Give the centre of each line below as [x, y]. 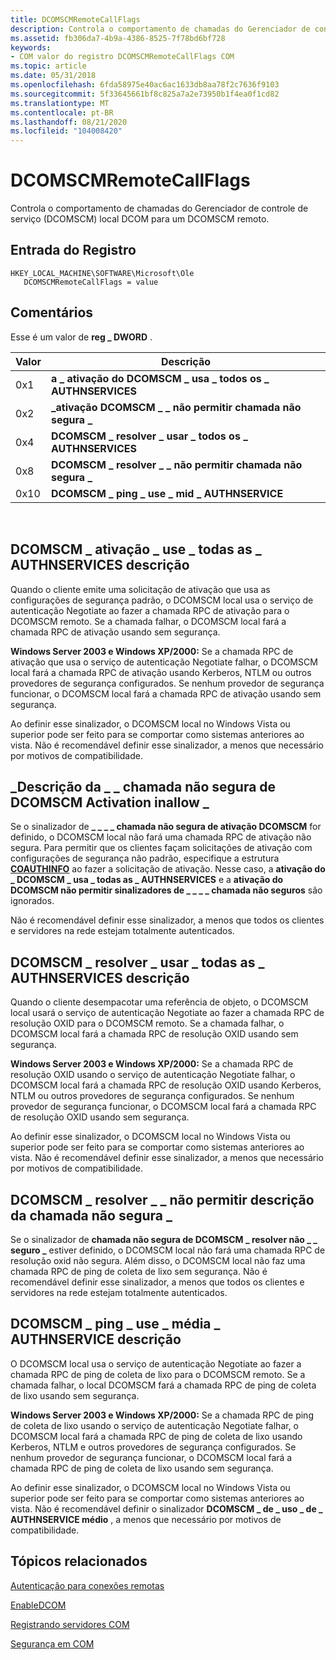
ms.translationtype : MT [60, 103]
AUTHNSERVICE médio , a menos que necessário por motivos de [146, 1519]
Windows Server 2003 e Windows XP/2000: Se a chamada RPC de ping [162, 1415]
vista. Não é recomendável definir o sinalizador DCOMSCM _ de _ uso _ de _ [166, 1508]
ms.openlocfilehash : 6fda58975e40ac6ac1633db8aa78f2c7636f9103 [145, 85]
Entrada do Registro [73, 250]
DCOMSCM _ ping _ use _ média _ [115, 1324]
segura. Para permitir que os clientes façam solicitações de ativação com [161, 848]
